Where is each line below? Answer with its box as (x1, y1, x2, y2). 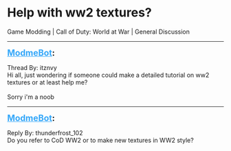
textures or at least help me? (7, 78, 88, 86)
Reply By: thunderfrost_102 (7, 128, 83, 137)
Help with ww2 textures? (7, 5, 153, 21)
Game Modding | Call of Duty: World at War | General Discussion (7, 27, 190, 36)
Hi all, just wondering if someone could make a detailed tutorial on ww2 (7, 71, 210, 79)
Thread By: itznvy (7, 63, 57, 71)
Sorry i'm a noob (7, 93, 55, 101)
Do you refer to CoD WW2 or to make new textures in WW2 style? (7, 136, 194, 144)
